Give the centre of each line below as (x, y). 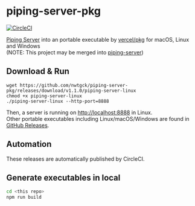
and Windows (23, 46)
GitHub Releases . (28, 125)
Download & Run (38, 72)
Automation (29, 144)
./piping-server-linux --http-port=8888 (58, 101)
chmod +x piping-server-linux (44, 96)
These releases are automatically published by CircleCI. (75, 159)
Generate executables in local (63, 177)
